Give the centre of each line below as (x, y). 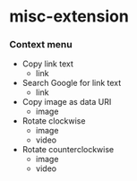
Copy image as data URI (67, 102)
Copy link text (47, 64)
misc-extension (69, 17)
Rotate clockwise (54, 121)
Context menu (41, 45)
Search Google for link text (72, 83)
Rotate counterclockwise (68, 150)
